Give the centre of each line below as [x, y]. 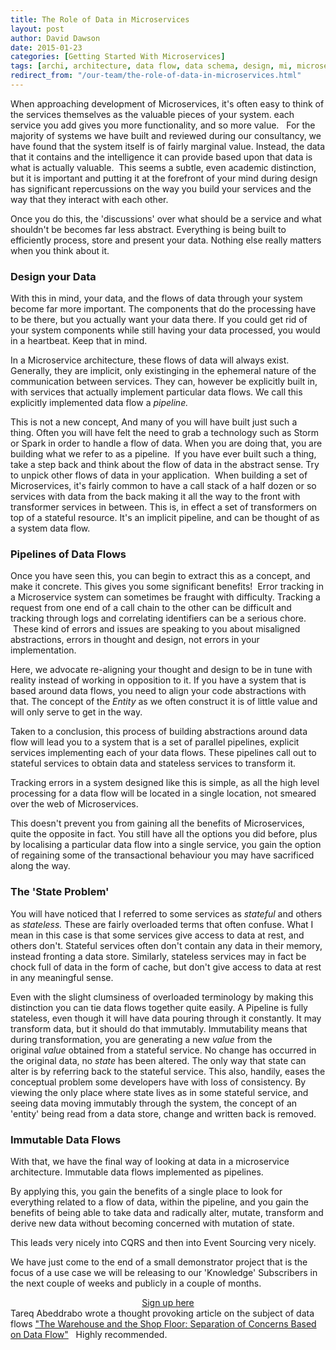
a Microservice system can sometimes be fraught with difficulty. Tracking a [165, 597]
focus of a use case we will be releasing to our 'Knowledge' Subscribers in [164, 1273]
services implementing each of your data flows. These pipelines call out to [163, 753]
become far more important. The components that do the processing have [163, 309]
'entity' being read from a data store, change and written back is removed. [163, 1113]
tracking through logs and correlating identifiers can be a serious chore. [158, 618]
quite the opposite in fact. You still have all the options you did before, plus [164, 834]
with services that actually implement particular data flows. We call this [156, 392]
